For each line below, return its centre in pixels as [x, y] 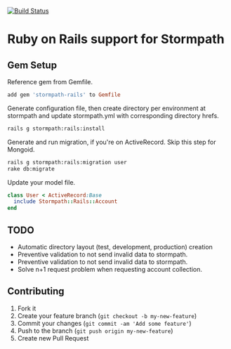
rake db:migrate [31, 169]
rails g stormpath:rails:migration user [67, 162]
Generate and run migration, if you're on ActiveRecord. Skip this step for [112, 142]
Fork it [27, 308]
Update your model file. [41, 182]
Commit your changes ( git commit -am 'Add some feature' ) [104, 323]
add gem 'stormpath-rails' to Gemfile [64, 95]
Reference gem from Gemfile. [50, 82]
